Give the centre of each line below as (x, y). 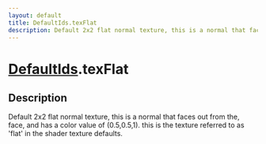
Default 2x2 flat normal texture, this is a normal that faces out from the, (124, 117)
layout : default (35, 15)
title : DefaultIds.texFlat (53, 23)
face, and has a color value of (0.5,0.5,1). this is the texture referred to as (126, 125)
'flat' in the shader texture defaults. (65, 134)
